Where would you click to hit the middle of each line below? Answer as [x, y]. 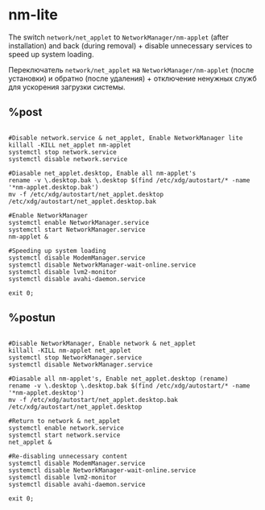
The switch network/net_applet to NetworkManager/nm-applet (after [119, 37]
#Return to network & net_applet [64, 421]
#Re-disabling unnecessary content [68, 456]
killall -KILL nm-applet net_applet [70, 350]
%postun [32, 318]
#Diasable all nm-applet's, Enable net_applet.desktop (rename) [118, 379]
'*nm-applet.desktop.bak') [54, 187]
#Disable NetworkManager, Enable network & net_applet [102, 343]
